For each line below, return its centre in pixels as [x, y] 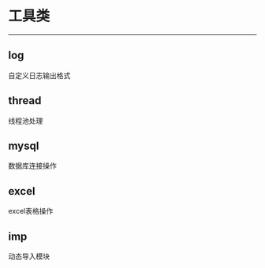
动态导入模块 [29, 256]
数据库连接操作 [32, 166]
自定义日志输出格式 [39, 75]
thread [25, 100]
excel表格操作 [31, 211]
